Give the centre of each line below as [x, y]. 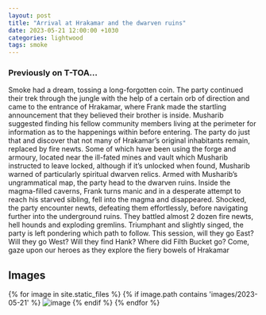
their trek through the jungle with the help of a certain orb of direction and [129, 98]
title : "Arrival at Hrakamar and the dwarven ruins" [97, 23]
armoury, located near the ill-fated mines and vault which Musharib [118, 157]
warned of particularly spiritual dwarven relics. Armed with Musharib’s [123, 175]
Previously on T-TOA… [53, 73]
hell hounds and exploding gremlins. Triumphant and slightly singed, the [126, 225]
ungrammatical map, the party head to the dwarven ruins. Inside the [120, 182]
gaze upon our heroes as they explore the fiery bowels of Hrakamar [119, 250]
